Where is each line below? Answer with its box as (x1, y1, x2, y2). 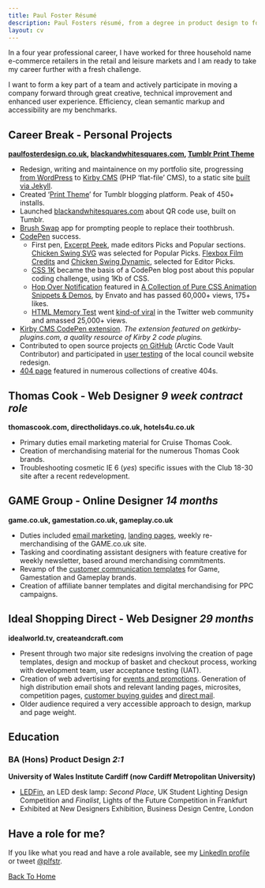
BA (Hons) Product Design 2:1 (8, 754, 124, 765)
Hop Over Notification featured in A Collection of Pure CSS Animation (31, 282, 257, 292)
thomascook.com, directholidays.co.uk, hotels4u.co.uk (8, 422, 196, 432)
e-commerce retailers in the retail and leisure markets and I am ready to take (8, 56, 257, 66)
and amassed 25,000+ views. (31, 316, 128, 325)
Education (8, 731, 60, 744)
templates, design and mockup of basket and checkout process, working (19, 657, 257, 667)
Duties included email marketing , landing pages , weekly (19, 531, 201, 540)
